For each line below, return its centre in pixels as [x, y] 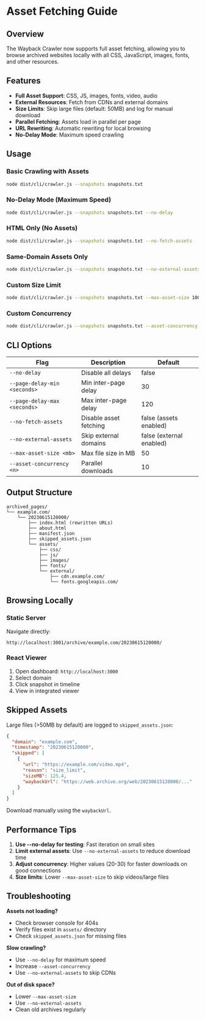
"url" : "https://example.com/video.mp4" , [76, 765]
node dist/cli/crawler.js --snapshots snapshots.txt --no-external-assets [103, 270]
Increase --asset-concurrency [53, 966]
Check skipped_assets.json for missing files [71, 936]
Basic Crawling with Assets [48, 172]
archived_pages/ [27, 507]
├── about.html [48, 528]
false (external [162, 436]
